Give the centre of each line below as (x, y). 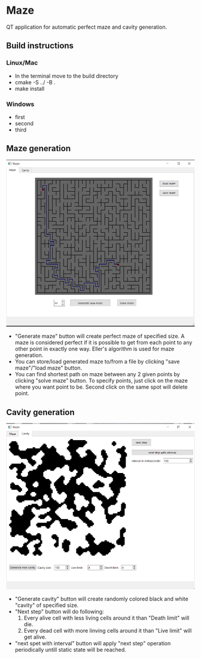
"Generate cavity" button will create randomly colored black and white (101, 599)
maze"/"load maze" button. (48, 368)
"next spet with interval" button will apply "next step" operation (93, 643)
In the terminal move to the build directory (66, 76)
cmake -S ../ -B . (35, 82)
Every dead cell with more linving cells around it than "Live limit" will (108, 630)
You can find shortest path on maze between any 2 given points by (98, 374)
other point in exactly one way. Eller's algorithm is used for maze (95, 349)
